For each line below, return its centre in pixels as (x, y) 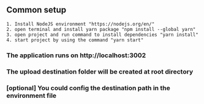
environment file (32, 95)
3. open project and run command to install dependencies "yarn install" (103, 35)
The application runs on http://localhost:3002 (76, 55)
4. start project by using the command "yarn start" (75, 40)
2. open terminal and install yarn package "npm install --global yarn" (101, 29)
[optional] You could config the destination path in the (88, 88)
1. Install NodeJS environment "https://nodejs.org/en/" (81, 24)
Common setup (36, 10)
